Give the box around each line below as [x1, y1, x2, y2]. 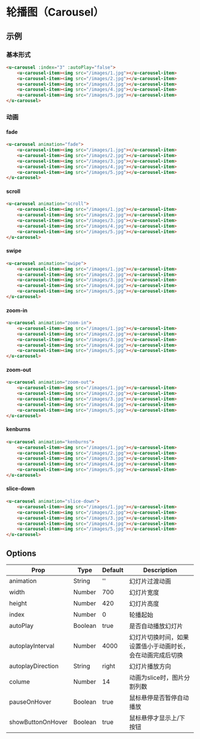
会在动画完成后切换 [129, 651, 183, 660]
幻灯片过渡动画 [129, 577, 171, 585]
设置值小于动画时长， [129, 642, 189, 651]
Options [6, 548, 37, 559]
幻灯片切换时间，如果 [129, 633, 189, 642]
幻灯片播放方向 [129, 663, 171, 671]
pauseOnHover [9, 698, 52, 706]
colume [9, 677, 30, 686]
